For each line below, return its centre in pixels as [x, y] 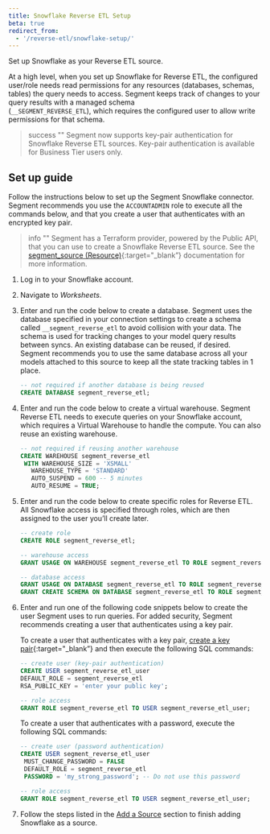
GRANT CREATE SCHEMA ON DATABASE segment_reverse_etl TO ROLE [126, 592]
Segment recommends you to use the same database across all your [133, 353]
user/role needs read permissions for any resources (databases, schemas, [131, 85]
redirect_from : [34, 31]
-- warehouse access [54, 555]
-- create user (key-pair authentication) [92, 664]
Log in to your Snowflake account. [77, 279]
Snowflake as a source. [59, 823]
